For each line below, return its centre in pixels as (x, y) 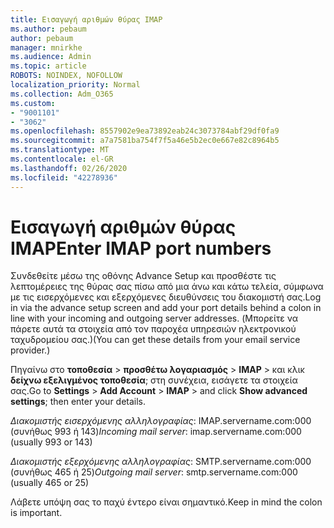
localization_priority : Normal (75, 85)
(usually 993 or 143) (51, 442)
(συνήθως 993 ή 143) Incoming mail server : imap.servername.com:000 (156, 432)
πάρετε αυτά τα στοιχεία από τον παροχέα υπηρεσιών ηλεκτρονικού (153, 329)
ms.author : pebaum (48, 29)
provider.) (30, 350)
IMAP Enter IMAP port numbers (141, 248)
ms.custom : (33, 103)
